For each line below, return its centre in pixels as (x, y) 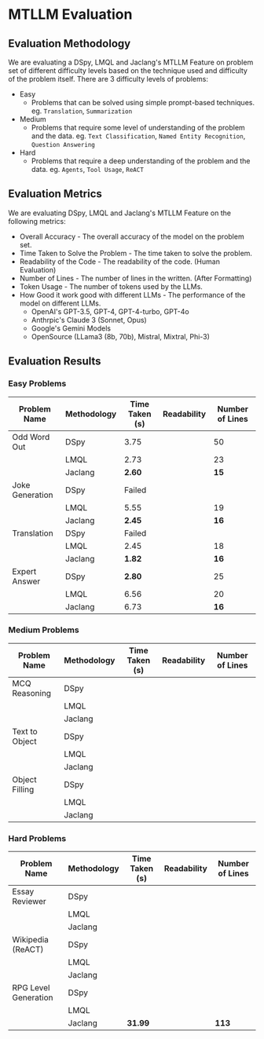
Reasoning (32, 693)
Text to (25, 731)
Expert (24, 571)
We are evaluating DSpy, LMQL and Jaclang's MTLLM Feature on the (120, 213)
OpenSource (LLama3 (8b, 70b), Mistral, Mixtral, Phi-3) (121, 336)
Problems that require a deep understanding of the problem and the (141, 161)
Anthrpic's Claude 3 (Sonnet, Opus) (89, 320)
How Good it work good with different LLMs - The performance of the (132, 295)
